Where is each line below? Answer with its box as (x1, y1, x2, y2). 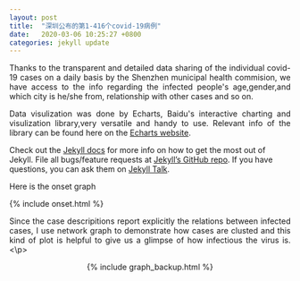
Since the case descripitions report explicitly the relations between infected (9, 216, 291, 226)
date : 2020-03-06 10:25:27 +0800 (9, 30, 142, 38)
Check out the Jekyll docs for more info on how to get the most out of (9, 145, 266, 156)
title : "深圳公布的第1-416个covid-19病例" (9, 21, 162, 30)
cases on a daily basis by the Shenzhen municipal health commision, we (20, 72, 291, 83)
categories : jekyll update (9, 38, 110, 47)
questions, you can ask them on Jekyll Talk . (9, 164, 171, 175)
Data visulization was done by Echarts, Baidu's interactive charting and (9, 108, 291, 119)
